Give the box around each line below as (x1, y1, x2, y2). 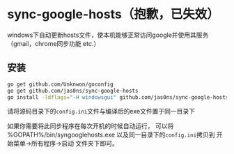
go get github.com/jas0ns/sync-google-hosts (7, 87, 139, 94)
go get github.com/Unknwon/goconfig (7, 81, 114, 88)
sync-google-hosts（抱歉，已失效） (7, 6, 219, 22)
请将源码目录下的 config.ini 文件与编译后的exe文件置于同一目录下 (7, 107, 195, 116)
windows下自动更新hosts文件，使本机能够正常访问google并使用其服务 (7, 31, 209, 39)
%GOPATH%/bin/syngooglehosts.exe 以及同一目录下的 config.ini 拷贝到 (7, 130, 215, 139)
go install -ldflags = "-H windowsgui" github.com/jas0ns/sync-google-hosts (7, 93, 229, 101)
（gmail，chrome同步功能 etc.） (7, 39, 100, 47)
